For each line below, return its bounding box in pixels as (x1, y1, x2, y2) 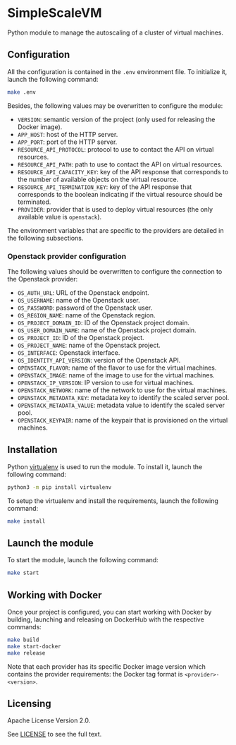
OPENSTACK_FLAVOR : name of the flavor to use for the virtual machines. (17, 363, 217, 372)
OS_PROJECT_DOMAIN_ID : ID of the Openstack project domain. (17, 318, 190, 327)
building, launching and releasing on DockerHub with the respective (7, 615, 204, 624)
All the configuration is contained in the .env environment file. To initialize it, (7, 67, 228, 75)
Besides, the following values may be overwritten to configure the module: (7, 101, 223, 110)
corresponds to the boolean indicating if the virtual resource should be (17, 190, 223, 198)
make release (7, 649, 46, 657)
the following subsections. (7, 234, 84, 242)
